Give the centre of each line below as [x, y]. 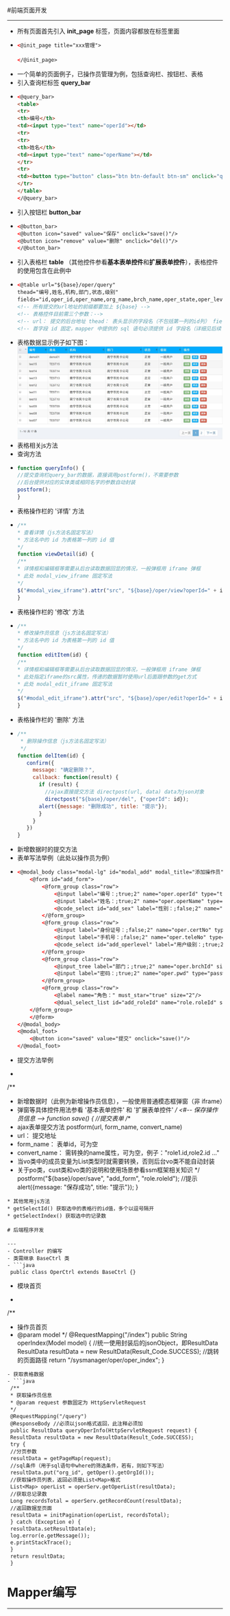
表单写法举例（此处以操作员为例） [65, 858]
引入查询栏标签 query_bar [54, 82]
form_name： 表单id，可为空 [57, 1144]
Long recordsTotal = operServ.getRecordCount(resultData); [96, 1501]
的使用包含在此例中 [44, 271]
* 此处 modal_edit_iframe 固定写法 [65, 684]
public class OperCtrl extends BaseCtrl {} [73, 1273]
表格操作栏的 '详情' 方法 [51, 511]
